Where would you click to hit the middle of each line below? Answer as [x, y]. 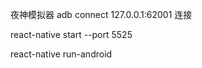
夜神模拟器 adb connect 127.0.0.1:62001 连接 [101, 14]
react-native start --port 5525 [71, 34]
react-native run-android [61, 54]
